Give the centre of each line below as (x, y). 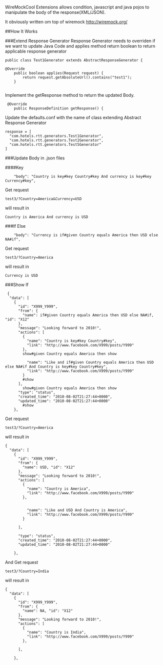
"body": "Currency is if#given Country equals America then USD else (86, 235)
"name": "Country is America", (59, 489)
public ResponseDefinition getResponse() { (59, 108)
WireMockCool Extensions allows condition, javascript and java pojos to (77, 7)
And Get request (21, 562)
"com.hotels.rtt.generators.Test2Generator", (57, 140)
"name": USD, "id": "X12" (49, 467)
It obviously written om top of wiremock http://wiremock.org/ (66, 22)
